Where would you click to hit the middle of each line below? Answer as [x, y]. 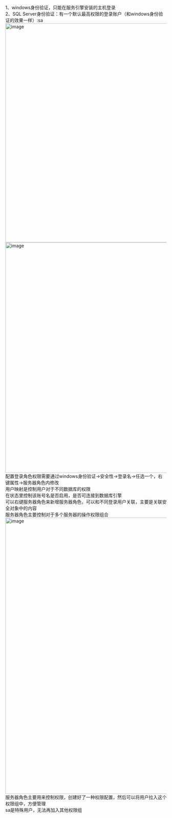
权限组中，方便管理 [26, 804]
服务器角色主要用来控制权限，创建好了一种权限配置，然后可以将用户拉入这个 [86, 797]
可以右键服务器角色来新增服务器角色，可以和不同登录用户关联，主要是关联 [84, 502]
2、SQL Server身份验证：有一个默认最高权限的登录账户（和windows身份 [82, 14]
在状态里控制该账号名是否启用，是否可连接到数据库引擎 [63, 495]
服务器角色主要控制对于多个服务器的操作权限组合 [57, 515]
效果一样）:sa [29, 20]
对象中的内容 [23, 508]
